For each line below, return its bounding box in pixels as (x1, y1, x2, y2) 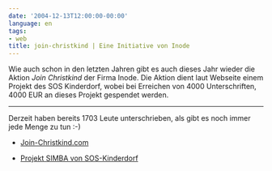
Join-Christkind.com (19, 138, 89, 147)
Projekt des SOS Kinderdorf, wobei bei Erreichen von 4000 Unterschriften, (8, 82, 257, 92)
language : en (8, 19, 53, 28)
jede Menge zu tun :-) (8, 122, 81, 132)
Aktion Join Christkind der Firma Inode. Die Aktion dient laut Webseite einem (8, 73, 264, 83)
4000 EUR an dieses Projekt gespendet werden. (8, 90, 169, 100)
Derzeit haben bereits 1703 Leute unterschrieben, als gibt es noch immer (8, 113, 251, 123)
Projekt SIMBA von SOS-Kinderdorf (19, 153, 139, 163)
